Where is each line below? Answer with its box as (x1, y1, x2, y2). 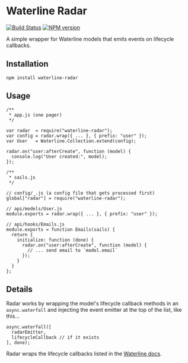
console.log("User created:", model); (11, 154, 108, 159)
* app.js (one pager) (8, 112, 62, 118)
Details (6, 284, 33, 294)
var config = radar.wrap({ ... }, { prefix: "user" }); (6, 133, 147, 139)
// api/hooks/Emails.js (6, 221, 65, 227)
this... (6, 312, 20, 320)
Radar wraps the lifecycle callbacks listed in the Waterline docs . (6, 350, 162, 358)
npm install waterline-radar (6, 74, 78, 81)
